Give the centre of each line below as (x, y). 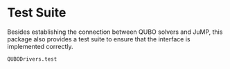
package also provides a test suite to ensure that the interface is (99, 39)
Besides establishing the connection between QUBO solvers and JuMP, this (115, 32)
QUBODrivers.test (32, 59)
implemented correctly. (40, 46)
